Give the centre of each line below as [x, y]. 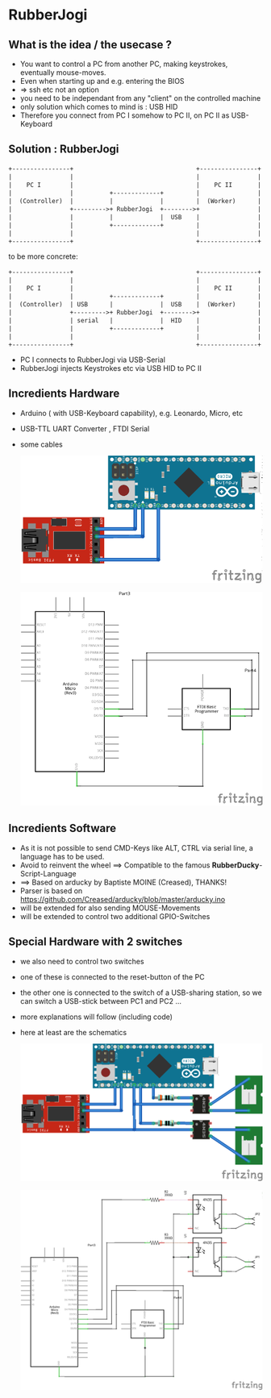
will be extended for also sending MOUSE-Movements [110, 908]
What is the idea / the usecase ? [90, 45]
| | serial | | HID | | [135, 320]
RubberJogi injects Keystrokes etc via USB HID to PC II [110, 368]
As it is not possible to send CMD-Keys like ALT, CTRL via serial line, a [137, 847]
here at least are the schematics [73, 1032]
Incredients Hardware [64, 394]
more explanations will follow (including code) [96, 1017]
